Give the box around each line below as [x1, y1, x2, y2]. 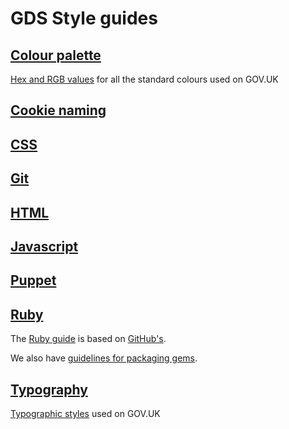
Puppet [10, 272, 57, 289]
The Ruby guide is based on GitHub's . [10, 333, 167, 345]
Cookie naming [10, 102, 107, 119]
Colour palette [10, 47, 102, 64]
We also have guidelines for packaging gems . [10, 352, 198, 364]
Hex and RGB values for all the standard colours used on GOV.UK [10, 73, 279, 85]
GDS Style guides [10, 7, 158, 30]
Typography [10, 381, 88, 398]
